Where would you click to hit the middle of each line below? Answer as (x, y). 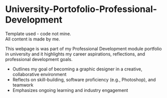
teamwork (23, 85)
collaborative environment (39, 74)
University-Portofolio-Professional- (81, 9)
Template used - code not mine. (38, 33)
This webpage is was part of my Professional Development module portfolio (83, 48)
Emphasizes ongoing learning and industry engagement (70, 90)
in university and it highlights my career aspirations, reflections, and (75, 54)
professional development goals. (39, 59)
